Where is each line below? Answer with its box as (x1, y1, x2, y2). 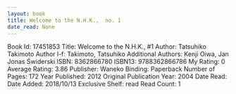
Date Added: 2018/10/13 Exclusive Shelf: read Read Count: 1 (7, 80, 181, 88)
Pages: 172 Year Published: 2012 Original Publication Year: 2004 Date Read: (7, 72, 228, 81)
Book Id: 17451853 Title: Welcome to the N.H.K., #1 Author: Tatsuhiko (7, 43, 206, 51)
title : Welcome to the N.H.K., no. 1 (7, 17, 121, 24)
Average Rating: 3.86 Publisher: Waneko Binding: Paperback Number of (7, 65, 216, 74)
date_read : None (7, 23, 55, 30)
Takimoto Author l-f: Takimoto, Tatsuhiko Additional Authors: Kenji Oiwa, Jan (7, 50, 229, 58)
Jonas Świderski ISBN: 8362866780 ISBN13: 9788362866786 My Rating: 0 (7, 58, 225, 66)
